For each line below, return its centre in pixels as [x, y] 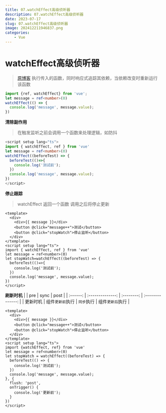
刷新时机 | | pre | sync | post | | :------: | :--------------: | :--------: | [74, 295]
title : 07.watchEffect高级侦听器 [38, 10]
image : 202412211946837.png [34, 28]
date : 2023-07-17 [23, 19]
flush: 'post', [25, 383]
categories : [17, 33]
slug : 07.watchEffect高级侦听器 [37, 24]
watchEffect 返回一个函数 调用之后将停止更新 [63, 204]
